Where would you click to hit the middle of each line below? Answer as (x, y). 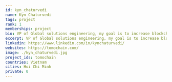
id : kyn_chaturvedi (26, 10)
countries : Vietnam (26, 62)
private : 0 (17, 72)
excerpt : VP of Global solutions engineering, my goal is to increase (82, 39)
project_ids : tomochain (31, 57)
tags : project (20, 19)
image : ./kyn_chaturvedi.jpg (36, 52)
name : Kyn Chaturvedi (28, 15)
